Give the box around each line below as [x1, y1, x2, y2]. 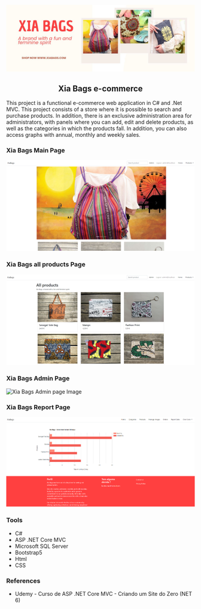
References [6, 577, 41, 585]
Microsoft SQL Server [14, 542, 69, 550]
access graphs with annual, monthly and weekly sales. [6, 131, 141, 138]
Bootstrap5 [14, 548, 43, 556]
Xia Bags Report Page [6, 403, 71, 411]
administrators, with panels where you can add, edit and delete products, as [6, 118, 194, 125]
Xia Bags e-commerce [58, 83, 143, 94]
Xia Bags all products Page [6, 260, 86, 269]
